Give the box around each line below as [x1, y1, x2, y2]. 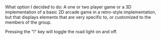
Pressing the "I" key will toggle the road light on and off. [5, 29, 117, 34]
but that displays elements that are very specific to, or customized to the [5, 14, 151, 20]
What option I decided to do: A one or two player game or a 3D [5, 4, 132, 10]
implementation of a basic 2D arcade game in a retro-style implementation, [5, 9, 157, 15]
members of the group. [5, 19, 52, 25]
